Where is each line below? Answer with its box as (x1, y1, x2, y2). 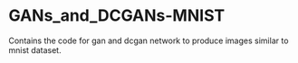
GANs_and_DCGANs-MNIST (8, 5, 226, 26)
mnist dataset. (8, 44, 62, 55)
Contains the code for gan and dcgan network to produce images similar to (8, 35, 289, 46)
